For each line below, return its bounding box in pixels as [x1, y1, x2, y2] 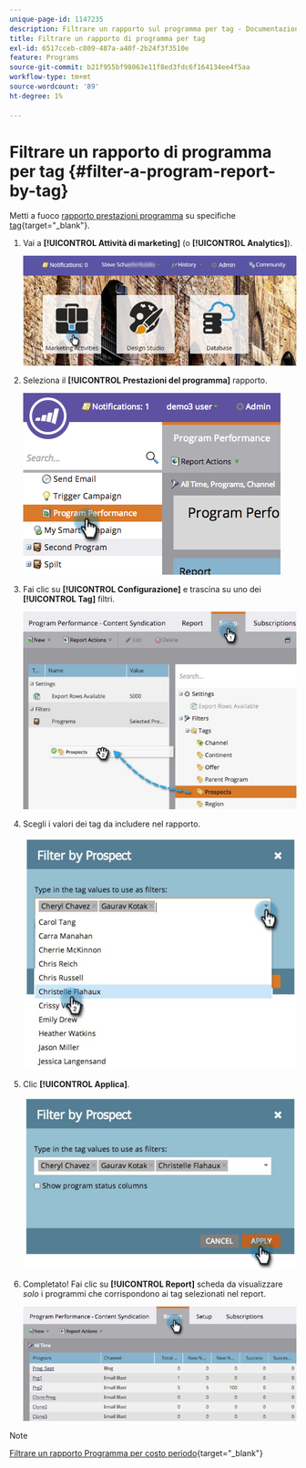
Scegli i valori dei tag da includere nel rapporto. [22, 818, 201, 829]
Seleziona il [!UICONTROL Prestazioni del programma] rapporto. [22, 375, 268, 385]
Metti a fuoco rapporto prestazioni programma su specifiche [9, 210, 237, 221]
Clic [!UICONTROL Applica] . [22, 1079, 130, 1090]
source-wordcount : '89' [9, 82, 100, 91]
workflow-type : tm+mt [9, 73, 92, 82]
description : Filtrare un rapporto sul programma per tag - [9, 24, 243, 34]
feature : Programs [9, 53, 79, 63]
